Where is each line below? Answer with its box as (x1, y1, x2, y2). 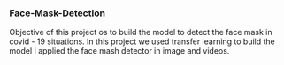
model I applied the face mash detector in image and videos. (9, 46, 230, 56)
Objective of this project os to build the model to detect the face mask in (9, 27, 272, 38)
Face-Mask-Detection (9, 7, 106, 19)
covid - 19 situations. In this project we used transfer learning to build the (9, 36, 276, 47)
